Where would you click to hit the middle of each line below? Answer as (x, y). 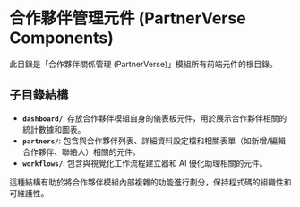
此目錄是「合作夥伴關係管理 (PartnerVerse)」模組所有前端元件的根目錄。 (143, 64)
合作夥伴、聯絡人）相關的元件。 (81, 151)
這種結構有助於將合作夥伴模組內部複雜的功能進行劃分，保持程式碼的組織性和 (150, 182)
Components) (62, 38)
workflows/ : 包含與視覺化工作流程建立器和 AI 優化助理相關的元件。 (145, 163)
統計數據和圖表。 (54, 129)
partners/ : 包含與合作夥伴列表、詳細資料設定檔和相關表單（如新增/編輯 (154, 141)
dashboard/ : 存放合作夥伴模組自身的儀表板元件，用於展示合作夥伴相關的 (154, 118)
